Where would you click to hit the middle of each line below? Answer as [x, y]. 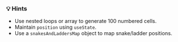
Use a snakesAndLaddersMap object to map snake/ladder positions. [93, 33]
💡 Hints [17, 9]
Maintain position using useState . [55, 27]
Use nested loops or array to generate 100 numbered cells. [85, 21]
